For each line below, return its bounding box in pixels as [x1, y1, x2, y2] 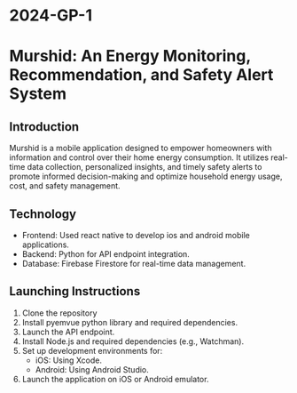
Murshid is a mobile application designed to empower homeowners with [9, 143, 272, 154]
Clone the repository [21, 308, 98, 318]
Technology [9, 206, 77, 221]
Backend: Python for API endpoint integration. [21, 249, 191, 259]
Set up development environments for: [21, 345, 163, 356]
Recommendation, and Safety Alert [9, 65, 274, 85]
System [9, 84, 67, 104]
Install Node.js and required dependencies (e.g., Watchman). [21, 335, 245, 347]
